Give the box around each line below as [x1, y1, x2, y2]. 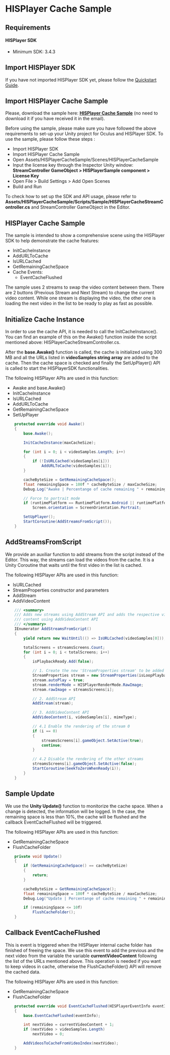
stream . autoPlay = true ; [32, 677, 85, 683]
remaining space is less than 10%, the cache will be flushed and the [5, 813, 147, 819]
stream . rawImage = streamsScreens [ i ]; [32, 687, 114, 692]
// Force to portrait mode [23, 496, 80, 501]
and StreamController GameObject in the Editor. [31, 204, 131, 210]
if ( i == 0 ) [32, 728, 58, 733]
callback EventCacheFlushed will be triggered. [5, 819, 102, 825]
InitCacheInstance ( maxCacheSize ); [23, 440, 96, 445]
